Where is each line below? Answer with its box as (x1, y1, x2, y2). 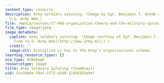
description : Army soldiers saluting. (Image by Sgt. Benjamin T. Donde (5, 12, 156, 17)
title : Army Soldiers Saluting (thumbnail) (5, 66, 95, 71)
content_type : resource (5, 7, 54, 12)
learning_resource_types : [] (5, 52, 64, 58)
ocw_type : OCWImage (5, 57, 45, 62)
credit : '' (9, 43, 32, 48)
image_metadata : (5, 30, 38, 35)
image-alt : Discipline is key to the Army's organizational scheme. (9, 48, 152, 53)
